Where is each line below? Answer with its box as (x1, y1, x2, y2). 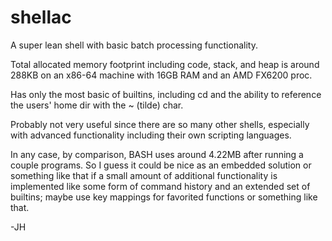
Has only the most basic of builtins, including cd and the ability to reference (10, 88, 322, 100)
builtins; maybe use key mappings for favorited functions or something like (10, 191, 318, 203)
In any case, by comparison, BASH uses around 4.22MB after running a (10, 148, 304, 160)
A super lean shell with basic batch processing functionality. (10, 39, 258, 51)
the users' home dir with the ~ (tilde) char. (10, 99, 184, 111)
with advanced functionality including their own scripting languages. (10, 129, 292, 141)
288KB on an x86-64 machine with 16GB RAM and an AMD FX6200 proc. (10, 69, 313, 81)
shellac (10, 6, 72, 29)
